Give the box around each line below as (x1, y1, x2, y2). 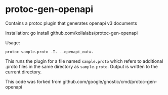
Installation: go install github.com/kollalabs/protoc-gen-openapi (5, 30, 138, 36)
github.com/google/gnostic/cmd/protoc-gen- (62, 78, 157, 84)
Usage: (5, 39, 20, 46)
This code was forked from (5, 78, 62, 84)
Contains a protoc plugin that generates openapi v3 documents (5, 20, 138, 26)
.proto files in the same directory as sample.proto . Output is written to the (5, 63, 158, 69)
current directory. (5, 69, 42, 75)
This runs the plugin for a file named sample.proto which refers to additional (5, 58, 163, 64)
